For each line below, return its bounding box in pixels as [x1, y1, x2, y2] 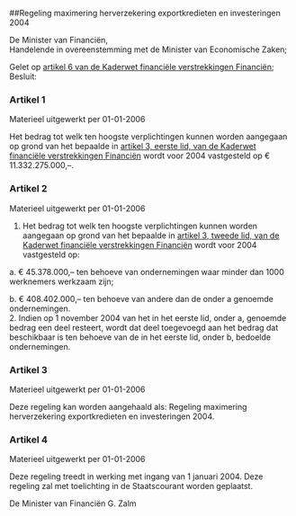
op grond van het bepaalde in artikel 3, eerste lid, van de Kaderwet [9, 141, 256, 152]
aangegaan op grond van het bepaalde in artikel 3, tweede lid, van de [22, 229, 280, 241]
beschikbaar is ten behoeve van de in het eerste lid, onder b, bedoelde [9, 332, 272, 343]
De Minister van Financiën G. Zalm [9, 498, 137, 509]
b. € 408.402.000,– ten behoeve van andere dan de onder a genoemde [9, 293, 274, 304]
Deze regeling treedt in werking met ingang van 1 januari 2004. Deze [9, 471, 264, 482]
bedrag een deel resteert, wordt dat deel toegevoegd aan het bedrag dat [9, 322, 279, 333]
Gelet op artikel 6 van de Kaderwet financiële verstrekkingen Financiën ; [9, 62, 274, 72]
